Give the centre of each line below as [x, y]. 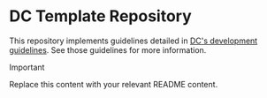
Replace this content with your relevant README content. [114, 84]
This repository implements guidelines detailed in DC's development [133, 41]
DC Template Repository [100, 16]
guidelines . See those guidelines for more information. [108, 49]
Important [27, 67]
